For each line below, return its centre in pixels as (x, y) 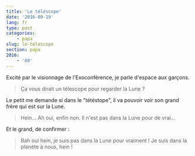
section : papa (23, 50)
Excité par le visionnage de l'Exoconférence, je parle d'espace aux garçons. (98, 77)
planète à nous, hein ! (46, 147)
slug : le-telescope (30, 45)
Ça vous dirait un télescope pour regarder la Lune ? (83, 89)
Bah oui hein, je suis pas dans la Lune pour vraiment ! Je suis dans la (104, 140)
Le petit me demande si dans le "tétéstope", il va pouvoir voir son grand (93, 100)
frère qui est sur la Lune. (36, 106)
